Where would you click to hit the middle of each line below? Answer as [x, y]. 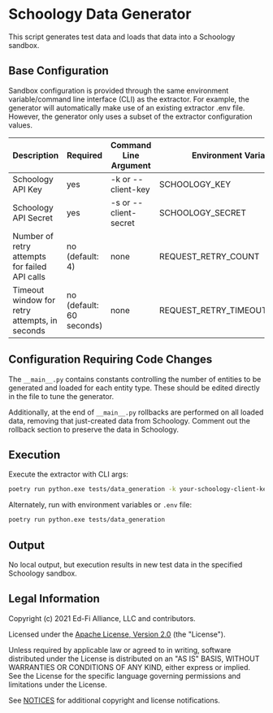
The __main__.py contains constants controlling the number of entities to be [135, 379]
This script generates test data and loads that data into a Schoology [122, 37]
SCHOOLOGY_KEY [195, 184]
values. [20, 125]
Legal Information [54, 599]
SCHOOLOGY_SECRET [203, 212]
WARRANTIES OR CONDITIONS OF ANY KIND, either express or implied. [129, 667]
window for [34, 300]
